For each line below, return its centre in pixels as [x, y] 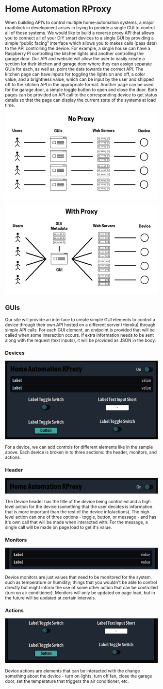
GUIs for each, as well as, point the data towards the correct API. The [74, 69]
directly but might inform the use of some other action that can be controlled [81, 587]
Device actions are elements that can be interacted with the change [73, 671]
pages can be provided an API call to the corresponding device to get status [81, 95]
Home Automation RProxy [58, 9]
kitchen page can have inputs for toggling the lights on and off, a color [75, 74]
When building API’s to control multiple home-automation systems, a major [80, 22]
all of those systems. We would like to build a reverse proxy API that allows [80, 33]
